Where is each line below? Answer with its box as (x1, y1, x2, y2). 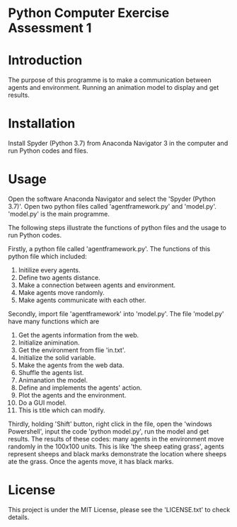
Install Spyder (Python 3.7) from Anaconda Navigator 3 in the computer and (8, 139, 229, 148)
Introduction (8, 52, 83, 69)
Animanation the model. (18, 376, 88, 384)
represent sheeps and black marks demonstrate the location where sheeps (8, 450, 227, 458)
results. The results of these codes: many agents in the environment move (8, 435, 225, 443)
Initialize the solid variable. (18, 354, 96, 361)
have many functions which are (8, 317, 100, 325)
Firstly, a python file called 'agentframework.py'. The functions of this (8, 245, 211, 253)
